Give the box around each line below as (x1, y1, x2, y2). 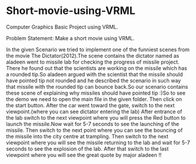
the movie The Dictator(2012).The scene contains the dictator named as (6, 52, 180, 59)
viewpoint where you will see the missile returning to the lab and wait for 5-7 (6, 139, 190, 146)
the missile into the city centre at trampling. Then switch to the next (6, 132, 169, 139)
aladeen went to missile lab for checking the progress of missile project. (6, 58, 180, 65)
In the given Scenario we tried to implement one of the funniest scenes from (6, 46, 190, 53)
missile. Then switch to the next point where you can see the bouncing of (6, 127, 183, 134)
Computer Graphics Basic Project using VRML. (6, 23, 118, 30)
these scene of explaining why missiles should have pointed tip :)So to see (6, 89, 186, 96)
